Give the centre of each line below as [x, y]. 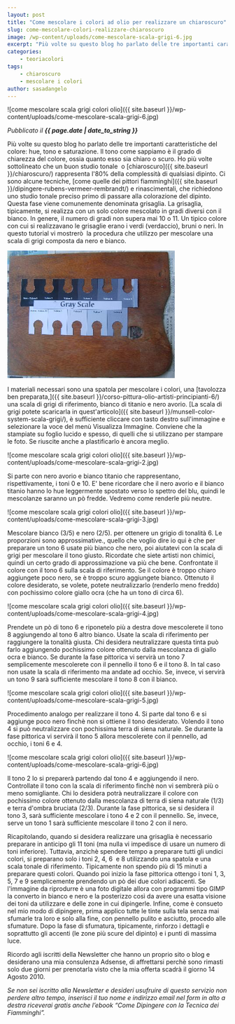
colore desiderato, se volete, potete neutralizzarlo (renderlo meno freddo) [114, 585]
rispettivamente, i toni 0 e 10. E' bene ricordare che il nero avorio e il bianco [116, 484]
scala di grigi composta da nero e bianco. [67, 241]
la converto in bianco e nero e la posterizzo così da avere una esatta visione [116, 896]
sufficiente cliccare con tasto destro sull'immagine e [150, 419]
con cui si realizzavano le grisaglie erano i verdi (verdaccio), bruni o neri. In [115, 226]
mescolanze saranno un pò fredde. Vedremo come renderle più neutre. [109, 498]
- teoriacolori [42, 60]
